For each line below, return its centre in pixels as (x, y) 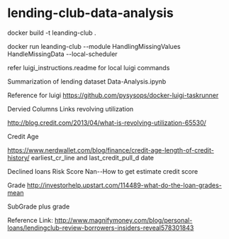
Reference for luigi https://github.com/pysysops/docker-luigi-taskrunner (113, 95)
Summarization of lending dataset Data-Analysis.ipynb (87, 81)
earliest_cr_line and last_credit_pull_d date (93, 157)
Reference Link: (30, 220)
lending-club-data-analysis (90, 13)
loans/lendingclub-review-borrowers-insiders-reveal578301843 (101, 228)
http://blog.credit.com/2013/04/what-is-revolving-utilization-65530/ (107, 123)
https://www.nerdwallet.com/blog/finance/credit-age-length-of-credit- (111, 150)
